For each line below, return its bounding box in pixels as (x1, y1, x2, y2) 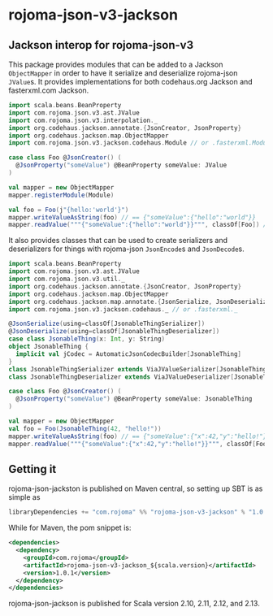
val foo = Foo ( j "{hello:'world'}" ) (8, 206, 129, 214)
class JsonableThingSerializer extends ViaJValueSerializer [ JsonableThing (8, 365, 267, 373)
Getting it (8, 462, 57, 476)
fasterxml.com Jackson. (8, 85, 89, 95)
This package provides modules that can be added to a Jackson (8, 59, 223, 69)
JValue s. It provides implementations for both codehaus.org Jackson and (8, 77, 253, 86)
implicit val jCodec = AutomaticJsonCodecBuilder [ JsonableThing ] (15, 349, 242, 358)
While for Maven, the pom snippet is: (8, 523, 132, 533)
